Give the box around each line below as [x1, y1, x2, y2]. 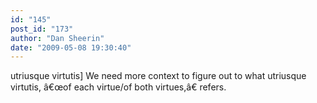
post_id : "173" [10, 24, 74, 34]
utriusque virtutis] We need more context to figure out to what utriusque [10, 70, 307, 82]
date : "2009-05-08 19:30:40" [10, 42, 132, 53]
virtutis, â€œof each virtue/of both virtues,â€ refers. [10, 81, 227, 93]
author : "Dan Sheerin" [10, 33, 105, 43]
